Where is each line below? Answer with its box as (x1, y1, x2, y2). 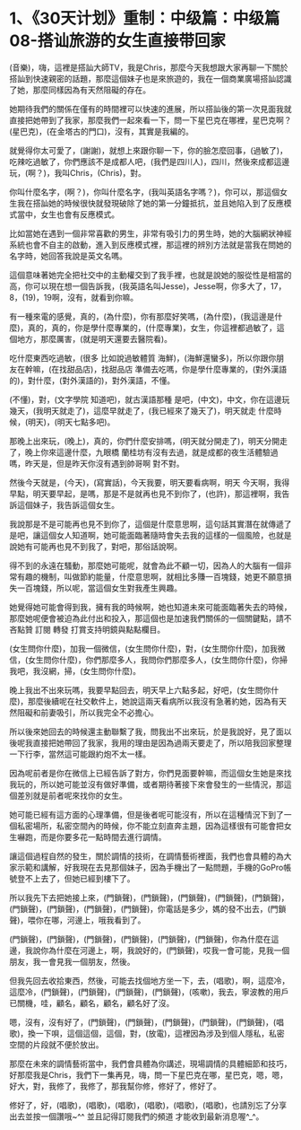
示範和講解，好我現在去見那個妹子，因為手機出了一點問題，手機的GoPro (16, 862, 284, 872)
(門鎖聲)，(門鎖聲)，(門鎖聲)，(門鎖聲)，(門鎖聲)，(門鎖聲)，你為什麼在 (9, 933, 271, 944)
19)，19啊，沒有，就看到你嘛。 (24, 292, 139, 302)
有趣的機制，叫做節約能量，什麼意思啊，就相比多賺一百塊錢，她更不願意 (16, 571, 284, 582)
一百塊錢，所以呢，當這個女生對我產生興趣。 (16, 583, 182, 593)
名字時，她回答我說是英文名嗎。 (9, 250, 127, 261)
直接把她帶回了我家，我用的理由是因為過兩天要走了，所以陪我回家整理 (32, 737, 292, 748)
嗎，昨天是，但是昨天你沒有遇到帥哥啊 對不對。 (9, 458, 185, 469)
